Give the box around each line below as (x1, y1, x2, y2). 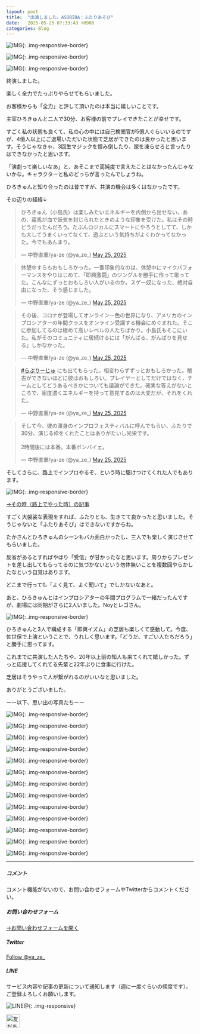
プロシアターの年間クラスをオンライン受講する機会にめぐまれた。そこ (20, 319, 193, 326)
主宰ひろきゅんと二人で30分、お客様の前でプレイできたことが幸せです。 (6, 115, 185, 122)
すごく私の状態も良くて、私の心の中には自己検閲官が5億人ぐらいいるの (6, 128, 182, 135)
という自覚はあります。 (16, 569, 74, 576)
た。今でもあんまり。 (20, 238, 73, 246)
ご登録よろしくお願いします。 (6, 990, 79, 998)
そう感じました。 (52, 286, 94, 293)
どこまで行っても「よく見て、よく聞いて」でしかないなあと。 (6, 581, 157, 588)
